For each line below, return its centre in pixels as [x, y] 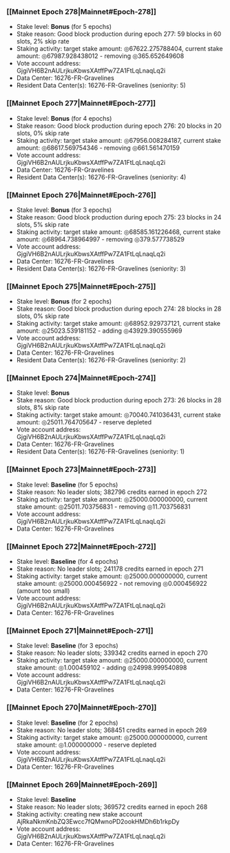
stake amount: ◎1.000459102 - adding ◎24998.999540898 [102, 668]
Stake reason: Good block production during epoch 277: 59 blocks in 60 [119, 34]
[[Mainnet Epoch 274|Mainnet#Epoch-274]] [81, 378]
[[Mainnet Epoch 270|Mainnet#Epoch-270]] [82, 707]
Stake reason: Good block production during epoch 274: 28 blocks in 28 [119, 309]
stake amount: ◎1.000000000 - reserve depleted [86, 745]
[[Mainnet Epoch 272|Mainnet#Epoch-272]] [81, 547]
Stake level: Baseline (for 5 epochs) [67, 484]
